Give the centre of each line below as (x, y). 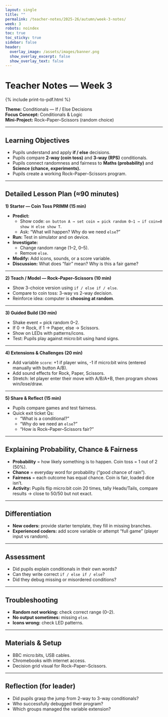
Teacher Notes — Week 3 (59, 86)
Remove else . (34, 253)
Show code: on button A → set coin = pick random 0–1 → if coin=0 (91, 221)
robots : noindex (22, 29)
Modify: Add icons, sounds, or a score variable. (61, 258)
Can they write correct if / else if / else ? (58, 574)
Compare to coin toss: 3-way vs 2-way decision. (62, 293)
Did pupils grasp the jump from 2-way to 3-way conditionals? (75, 698)
